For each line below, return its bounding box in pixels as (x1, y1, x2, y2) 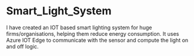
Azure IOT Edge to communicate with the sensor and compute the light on (6, 36, 189, 43)
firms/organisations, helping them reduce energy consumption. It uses (6, 30, 180, 37)
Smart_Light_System (6, 4, 112, 18)
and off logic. (6, 43, 39, 50)
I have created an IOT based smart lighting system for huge (6, 24, 152, 31)
